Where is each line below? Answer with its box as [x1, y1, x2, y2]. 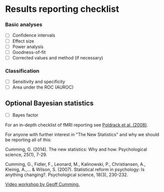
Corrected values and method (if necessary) [12, 54, 103, 60]
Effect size [12, 38, 34, 44]
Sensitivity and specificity [12, 79, 66, 85]
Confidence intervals [12, 32, 56, 38]
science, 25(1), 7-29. [5, 152, 47, 158]
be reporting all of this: [5, 137, 52, 143]
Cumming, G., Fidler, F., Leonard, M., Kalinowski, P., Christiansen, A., [5, 161, 146, 167]
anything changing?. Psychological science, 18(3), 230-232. [5, 172, 128, 178]
